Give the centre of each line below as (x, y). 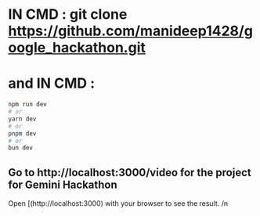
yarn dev (22, 119)
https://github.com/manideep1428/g (130, 31)
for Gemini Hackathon (63, 184)
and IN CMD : (52, 83)
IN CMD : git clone (68, 14)
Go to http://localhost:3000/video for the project (130, 173)
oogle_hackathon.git (77, 48)
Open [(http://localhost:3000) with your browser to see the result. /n (118, 203)
